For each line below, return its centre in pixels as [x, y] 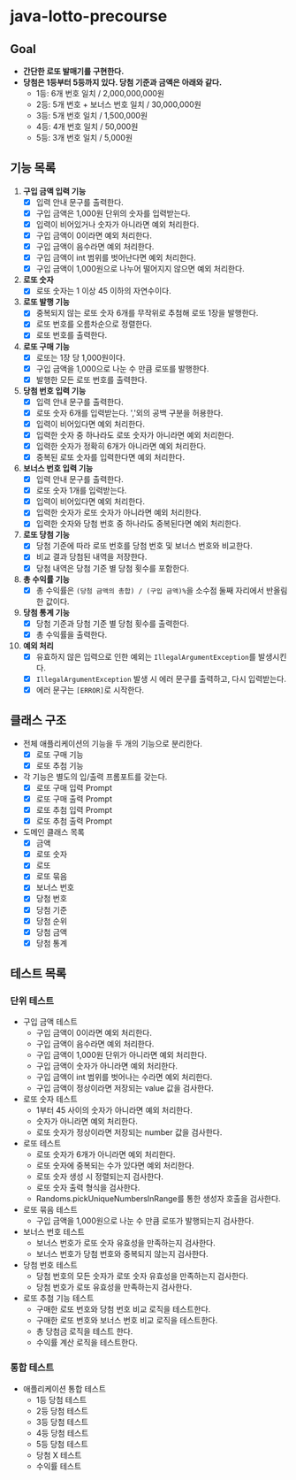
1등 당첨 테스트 [61, 1399]
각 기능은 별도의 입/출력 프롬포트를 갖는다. [95, 777]
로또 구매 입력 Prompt [74, 787]
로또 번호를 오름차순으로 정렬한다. [94, 324]
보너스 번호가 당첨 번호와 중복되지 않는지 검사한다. [122, 1254]
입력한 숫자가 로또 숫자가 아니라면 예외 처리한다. [118, 513]
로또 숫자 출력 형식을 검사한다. [88, 1188]
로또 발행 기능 [46, 302]
